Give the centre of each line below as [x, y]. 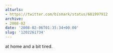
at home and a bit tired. [29, 46]
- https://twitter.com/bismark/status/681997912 [56, 14]
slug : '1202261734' [25, 32]
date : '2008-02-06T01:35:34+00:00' [42, 28]
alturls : [14, 10]
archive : [14, 19]
